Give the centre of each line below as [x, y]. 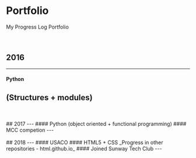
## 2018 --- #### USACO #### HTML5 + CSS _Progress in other [85, 143]
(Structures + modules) [49, 97]
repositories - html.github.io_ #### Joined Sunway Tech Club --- [84, 149]
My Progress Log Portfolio [37, 27]
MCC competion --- [30, 130]
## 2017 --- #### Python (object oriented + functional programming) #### [96, 124]
